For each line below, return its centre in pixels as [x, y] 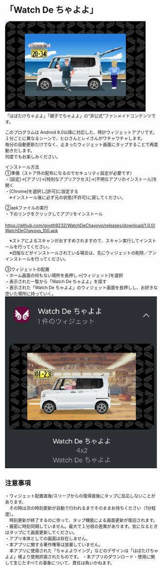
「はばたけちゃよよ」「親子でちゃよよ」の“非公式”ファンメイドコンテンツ [78, 115]
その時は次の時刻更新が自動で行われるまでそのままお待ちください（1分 [80, 508]
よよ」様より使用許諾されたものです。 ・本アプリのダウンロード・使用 [76, 556]
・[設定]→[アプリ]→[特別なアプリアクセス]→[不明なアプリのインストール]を [81, 179]
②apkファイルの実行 [27, 208]
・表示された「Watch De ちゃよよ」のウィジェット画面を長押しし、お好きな [81, 287]
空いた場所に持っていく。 [31, 293]
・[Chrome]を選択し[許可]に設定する [42, 191]
